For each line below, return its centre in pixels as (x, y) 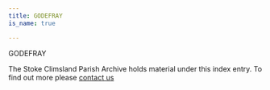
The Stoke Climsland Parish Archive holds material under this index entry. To (135, 68)
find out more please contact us (61, 77)
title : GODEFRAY (35, 16)
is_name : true (32, 23)
